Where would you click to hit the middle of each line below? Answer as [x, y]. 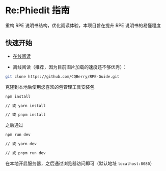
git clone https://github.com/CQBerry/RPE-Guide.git [62, 77]
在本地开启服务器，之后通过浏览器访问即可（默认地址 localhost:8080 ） [80, 163]
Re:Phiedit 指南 [38, 10]
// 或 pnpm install [25, 115]
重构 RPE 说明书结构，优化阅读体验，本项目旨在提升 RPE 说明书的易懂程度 [83, 25]
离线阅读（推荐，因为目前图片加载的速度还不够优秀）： [70, 67]
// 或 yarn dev [21, 144]
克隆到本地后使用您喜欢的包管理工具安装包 [50, 87]
